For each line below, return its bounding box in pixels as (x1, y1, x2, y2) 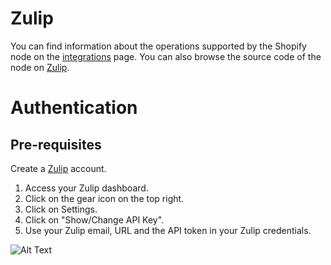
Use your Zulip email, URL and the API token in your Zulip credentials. (24, 224, 312, 236)
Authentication (10, 97, 138, 119)
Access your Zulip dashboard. (24, 182, 149, 194)
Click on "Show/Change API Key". (24, 213, 165, 226)
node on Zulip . (10, 61, 70, 73)
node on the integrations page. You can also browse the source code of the (10, 50, 322, 62)
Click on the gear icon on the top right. (24, 192, 185, 204)
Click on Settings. (24, 203, 98, 215)
